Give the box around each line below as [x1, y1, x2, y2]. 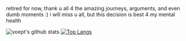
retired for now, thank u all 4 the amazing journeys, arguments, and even [6, 5, 181, 12]
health [6, 17, 22, 24]
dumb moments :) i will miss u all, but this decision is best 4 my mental [6, 11, 176, 18]
